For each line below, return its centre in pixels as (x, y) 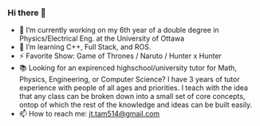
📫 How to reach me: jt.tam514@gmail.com (89, 114)
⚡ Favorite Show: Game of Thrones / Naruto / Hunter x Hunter (120, 56)
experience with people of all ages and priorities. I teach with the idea (134, 88)
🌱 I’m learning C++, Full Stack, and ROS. (85, 47)
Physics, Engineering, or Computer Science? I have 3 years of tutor (129, 80)
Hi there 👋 (27, 13)
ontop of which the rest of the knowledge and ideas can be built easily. (136, 105)
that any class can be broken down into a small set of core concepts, (132, 96)
